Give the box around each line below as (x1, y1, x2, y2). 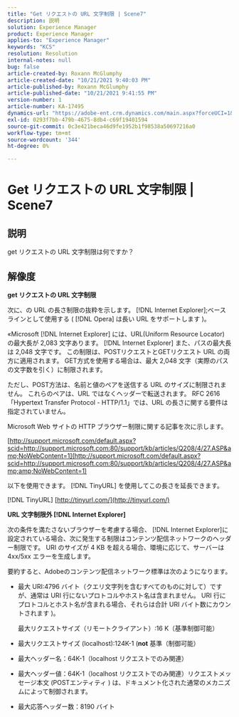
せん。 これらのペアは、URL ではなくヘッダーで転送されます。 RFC (7, 389, 205, 398)
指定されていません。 (7, 407, 70, 415)
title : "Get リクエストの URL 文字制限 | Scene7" (7, 10, 147, 18)
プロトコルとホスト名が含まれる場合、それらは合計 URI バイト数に (17, 600, 213, 608)
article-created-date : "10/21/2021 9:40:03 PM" (7, 76, 152, 84)
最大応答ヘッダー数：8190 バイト (17, 702, 115, 711)
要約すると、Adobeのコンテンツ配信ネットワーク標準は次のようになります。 (7, 567, 232, 575)
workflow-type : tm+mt (7, 129, 72, 137)
